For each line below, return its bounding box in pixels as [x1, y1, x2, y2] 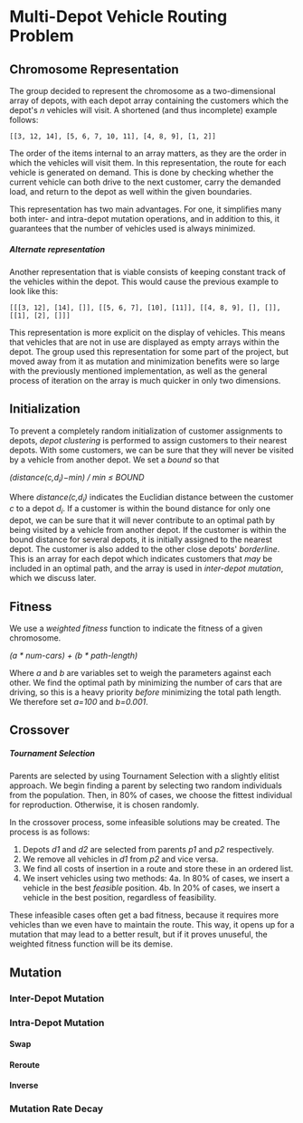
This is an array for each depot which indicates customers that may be [9, 554, 273, 565]
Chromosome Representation [9, 62, 179, 77]
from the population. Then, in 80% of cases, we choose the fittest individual [9, 790, 292, 801]
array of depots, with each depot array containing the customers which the [9, 95, 289, 106]
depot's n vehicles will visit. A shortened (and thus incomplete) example [9, 105, 278, 115]
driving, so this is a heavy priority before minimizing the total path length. [9, 686, 282, 698]
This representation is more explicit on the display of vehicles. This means [9, 327, 286, 338]
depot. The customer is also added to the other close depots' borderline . [9, 544, 280, 555]
